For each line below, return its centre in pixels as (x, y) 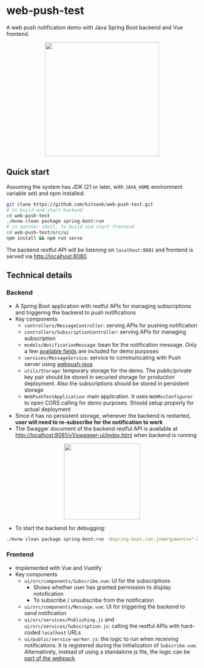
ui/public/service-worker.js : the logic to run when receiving (101, 639)
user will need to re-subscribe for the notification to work (89, 422)
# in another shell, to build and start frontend (70, 227)
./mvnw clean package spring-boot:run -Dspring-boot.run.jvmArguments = (99, 539)
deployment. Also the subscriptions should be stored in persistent (107, 383)
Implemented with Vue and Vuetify (58, 568)
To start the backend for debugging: (60, 528)
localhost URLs (61, 632)
